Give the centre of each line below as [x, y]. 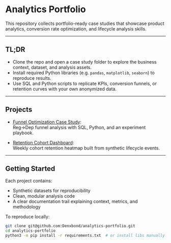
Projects [19, 110]
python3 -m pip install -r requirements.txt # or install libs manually [85, 236]
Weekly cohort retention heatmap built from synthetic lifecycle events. [86, 148]
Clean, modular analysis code [44, 196]
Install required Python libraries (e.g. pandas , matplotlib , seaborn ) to [84, 73]
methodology [26, 207]
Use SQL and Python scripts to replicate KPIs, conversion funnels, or [84, 83]
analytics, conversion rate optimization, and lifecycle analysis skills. [76, 28]
